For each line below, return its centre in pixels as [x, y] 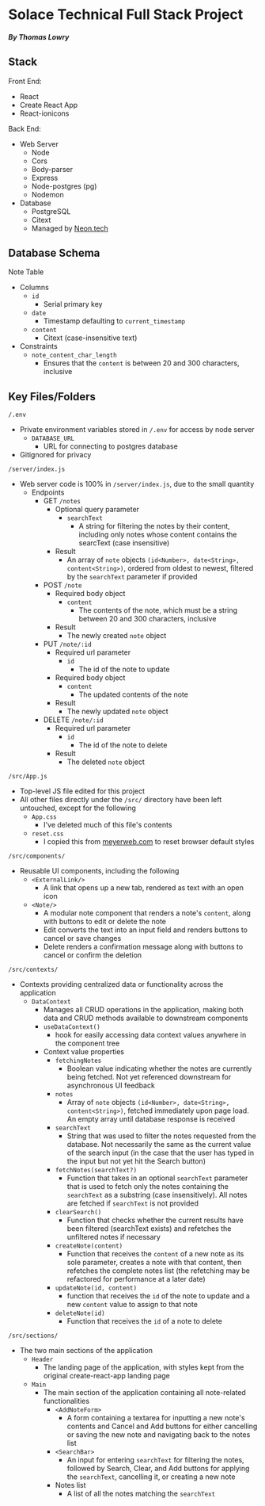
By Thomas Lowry [39, 36]
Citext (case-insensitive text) [90, 338]
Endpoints [48, 492]
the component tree [87, 1043]
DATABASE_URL [53, 439]
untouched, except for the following [78, 808]
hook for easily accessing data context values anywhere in [151, 1035]
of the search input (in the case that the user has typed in [161, 1153]
